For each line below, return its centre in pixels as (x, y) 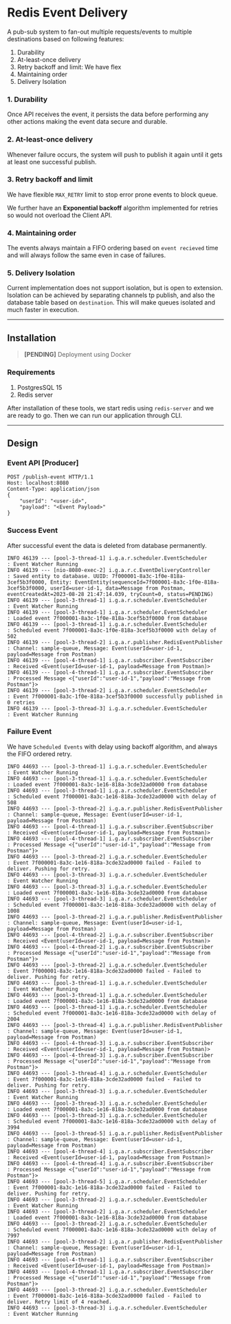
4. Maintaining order (42, 233)
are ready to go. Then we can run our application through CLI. (95, 415)
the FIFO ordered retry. (40, 753)
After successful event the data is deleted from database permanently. (107, 545)
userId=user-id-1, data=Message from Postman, (118, 588)
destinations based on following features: (66, 38)
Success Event (33, 531)
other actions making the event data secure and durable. (87, 122)
